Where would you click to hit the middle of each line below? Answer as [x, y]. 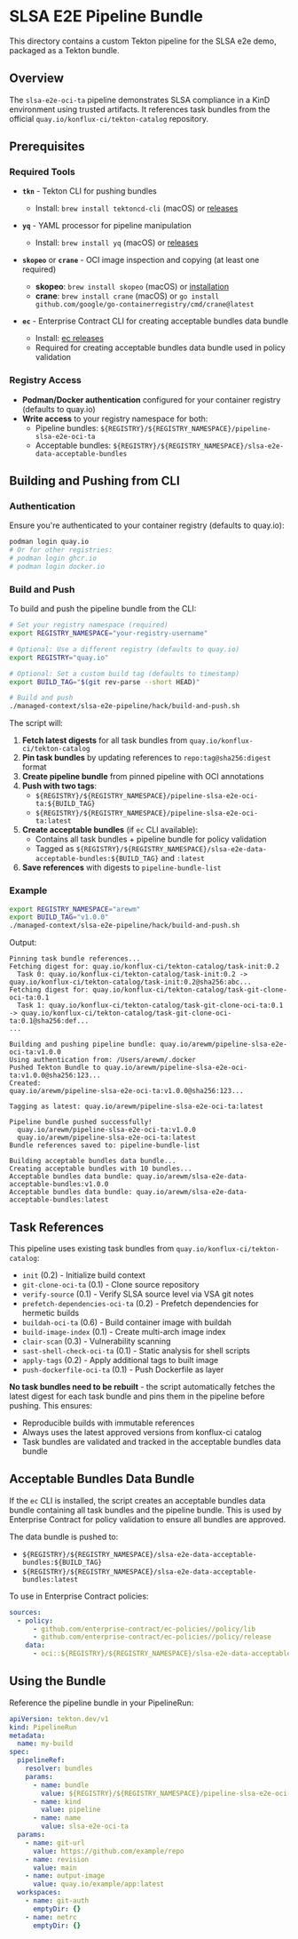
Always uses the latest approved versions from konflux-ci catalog [141, 1432]
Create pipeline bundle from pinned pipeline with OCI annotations [143, 777]
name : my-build [45, 1744]
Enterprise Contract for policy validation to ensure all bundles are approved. [148, 1519]
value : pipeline [71, 1810]
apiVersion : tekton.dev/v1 [59, 1719]
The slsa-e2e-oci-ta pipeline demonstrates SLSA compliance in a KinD [140, 100]
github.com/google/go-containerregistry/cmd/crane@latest [145, 305]
